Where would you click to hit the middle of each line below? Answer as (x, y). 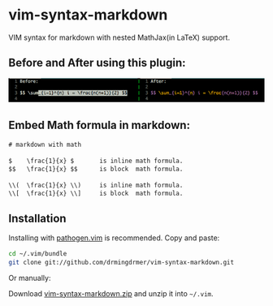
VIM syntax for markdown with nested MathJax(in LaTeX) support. (119, 37)
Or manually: (30, 278)
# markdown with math (45, 145)
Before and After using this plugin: (97, 63)
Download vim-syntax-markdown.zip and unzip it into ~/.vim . (111, 293)
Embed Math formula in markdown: (100, 125)
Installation (37, 218)
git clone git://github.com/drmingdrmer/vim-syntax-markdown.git (121, 262)
